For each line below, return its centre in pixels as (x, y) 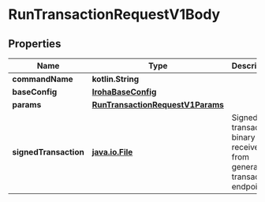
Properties (35, 44)
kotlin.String (116, 79)
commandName (43, 79)
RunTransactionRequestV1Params (158, 105)
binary (243, 137)
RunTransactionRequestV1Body (114, 15)
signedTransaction (48, 152)
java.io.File (112, 152)
